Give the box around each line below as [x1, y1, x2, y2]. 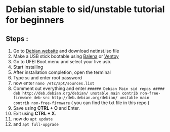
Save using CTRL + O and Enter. [13, 105, 80, 111]
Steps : [6, 34, 28, 43]
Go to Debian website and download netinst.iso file [13, 48, 119, 54]
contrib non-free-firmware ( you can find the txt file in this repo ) [13, 100, 150, 106]
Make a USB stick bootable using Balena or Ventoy [13, 53, 119, 59]
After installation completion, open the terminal [13, 69, 111, 75]
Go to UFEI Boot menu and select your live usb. [13, 59, 112, 64]
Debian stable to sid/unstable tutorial [6, 4, 165, 15]
